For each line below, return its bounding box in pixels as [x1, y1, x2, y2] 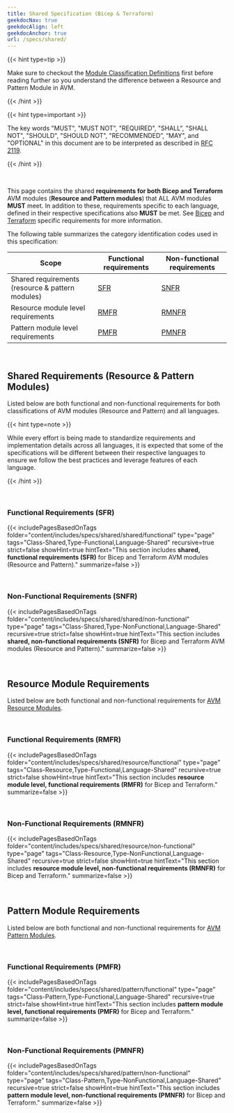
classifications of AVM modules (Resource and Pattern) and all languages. [7, 406, 220, 415]
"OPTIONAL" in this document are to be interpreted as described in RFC [7, 139, 214, 147]
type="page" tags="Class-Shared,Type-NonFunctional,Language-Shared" [7, 622, 221, 631]
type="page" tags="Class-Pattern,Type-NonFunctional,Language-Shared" [7, 1076, 221, 1084]
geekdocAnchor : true [7, 29, 68, 37]
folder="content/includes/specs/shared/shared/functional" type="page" [7, 531, 215, 539]
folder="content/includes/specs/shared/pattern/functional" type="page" [7, 985, 216, 994]
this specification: [7, 238, 58, 246]
